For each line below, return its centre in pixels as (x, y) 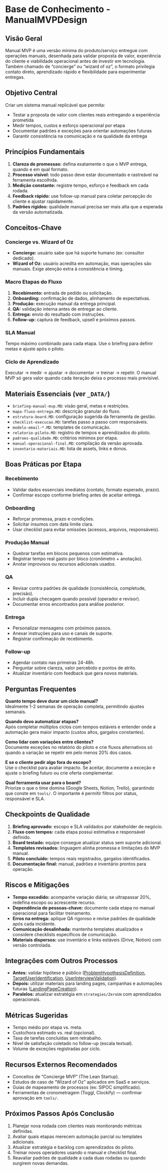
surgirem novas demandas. (41, 1163)
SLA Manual (20, 332)
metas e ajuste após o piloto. (35, 349)
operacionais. (27, 999)
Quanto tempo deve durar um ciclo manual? (52, 701)
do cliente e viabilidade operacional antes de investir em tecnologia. (75, 61)
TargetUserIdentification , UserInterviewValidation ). (65, 978)
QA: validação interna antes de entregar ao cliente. (65, 309)
